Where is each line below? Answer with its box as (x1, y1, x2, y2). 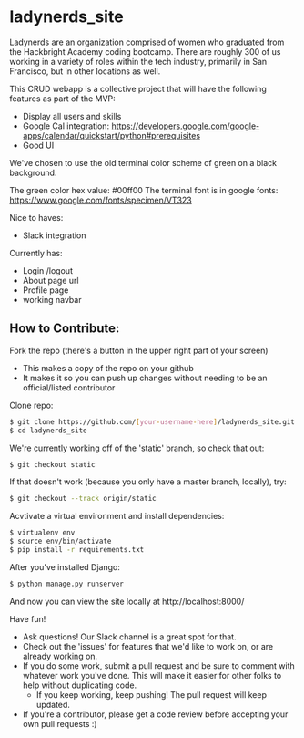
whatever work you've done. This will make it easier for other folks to (22, 670, 282, 681)
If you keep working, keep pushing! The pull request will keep (35, 689, 267, 700)
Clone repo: (9, 400, 54, 411)
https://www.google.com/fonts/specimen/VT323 (9, 194, 193, 205)
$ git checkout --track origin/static (9, 494, 157, 504)
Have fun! (9, 613, 46, 624)
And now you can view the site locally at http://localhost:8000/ (9, 596, 245, 607)
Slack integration (22, 230, 86, 241)
